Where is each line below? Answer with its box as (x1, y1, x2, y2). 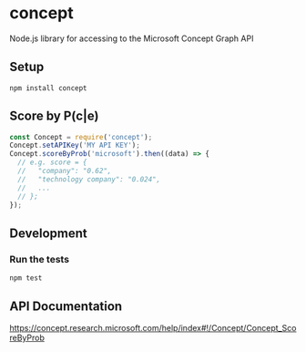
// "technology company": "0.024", (17, 174, 161, 184)
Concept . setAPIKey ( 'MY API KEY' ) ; (9, 140, 141, 150)
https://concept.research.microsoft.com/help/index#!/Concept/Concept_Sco (9, 322, 297, 333)
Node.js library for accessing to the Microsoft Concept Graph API (9, 33, 254, 44)
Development (9, 225, 88, 241)
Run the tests (9, 253, 70, 265)
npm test (9, 274, 43, 283)
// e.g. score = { (17, 158, 88, 167)
